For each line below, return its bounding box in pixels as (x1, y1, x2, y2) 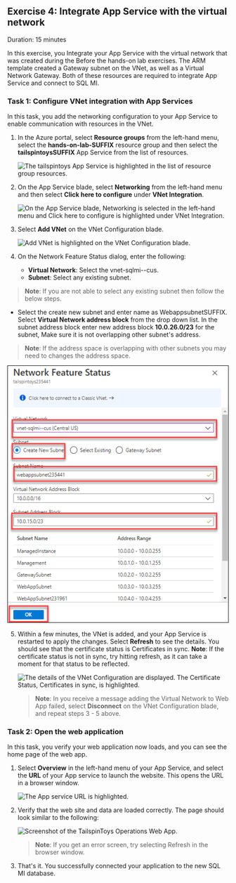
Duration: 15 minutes (7, 35, 67, 44)
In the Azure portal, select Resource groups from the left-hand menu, (17, 133, 220, 142)
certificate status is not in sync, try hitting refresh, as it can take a (17, 653, 207, 661)
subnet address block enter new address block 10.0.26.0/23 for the (17, 323, 215, 332)
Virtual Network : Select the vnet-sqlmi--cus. (27, 266, 159, 275)
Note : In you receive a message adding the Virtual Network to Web (34, 695, 229, 703)
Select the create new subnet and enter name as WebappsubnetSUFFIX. (17, 308, 228, 317)
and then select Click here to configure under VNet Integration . (17, 190, 204, 199)
